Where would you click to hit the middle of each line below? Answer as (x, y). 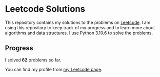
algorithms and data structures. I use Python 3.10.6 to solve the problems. (79, 33)
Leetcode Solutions (45, 9)
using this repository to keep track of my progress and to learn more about (80, 27)
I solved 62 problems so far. (33, 60)
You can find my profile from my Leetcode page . (54, 69)
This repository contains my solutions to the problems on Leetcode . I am (78, 22)
